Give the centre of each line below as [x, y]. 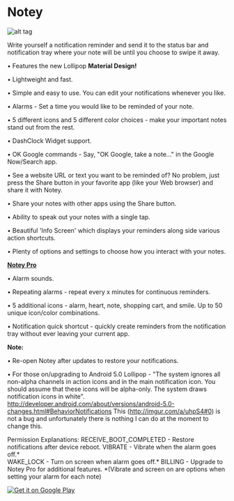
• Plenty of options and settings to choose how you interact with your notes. [117, 251]
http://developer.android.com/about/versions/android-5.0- [91, 403]
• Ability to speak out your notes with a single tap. [79, 217]
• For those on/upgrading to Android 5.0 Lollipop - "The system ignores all [114, 374]
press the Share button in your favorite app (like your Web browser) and [110, 183]
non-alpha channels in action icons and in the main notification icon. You [111, 381]
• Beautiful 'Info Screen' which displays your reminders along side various [114, 230]
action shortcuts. [31, 238]
